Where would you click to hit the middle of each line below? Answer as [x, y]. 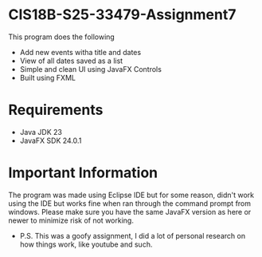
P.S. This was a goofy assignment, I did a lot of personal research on [132, 235]
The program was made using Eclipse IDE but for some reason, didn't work [131, 195]
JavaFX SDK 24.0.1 [51, 140]
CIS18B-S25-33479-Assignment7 [122, 15]
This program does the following [62, 37]
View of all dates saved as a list [71, 61]
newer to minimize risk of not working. [71, 220]
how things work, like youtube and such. [86, 244]
